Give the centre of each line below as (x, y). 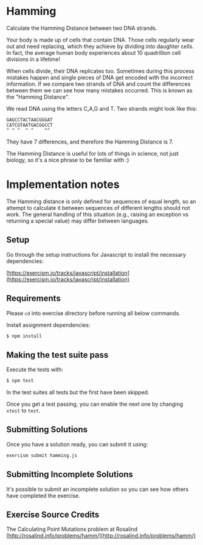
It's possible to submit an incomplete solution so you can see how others (98, 489)
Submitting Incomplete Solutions (70, 475)
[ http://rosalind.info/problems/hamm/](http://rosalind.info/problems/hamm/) (101, 536)
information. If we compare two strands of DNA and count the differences (98, 84)
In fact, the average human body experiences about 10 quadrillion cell (94, 52)
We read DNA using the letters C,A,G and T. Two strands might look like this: (102, 108)
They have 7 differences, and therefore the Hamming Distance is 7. (90, 142)
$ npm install (24, 336)
